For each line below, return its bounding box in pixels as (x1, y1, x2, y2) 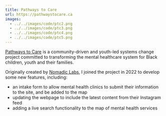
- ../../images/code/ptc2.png (9, 21, 72, 26)
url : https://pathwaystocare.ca (5, 12, 72, 17)
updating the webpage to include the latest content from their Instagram (12, 94, 161, 100)
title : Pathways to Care (5, 7, 57, 12)
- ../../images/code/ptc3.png (9, 26, 72, 31)
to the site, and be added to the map (12, 89, 87, 95)
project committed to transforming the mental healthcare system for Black (5, 54, 157, 60)
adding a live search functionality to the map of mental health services (12, 105, 157, 111)
